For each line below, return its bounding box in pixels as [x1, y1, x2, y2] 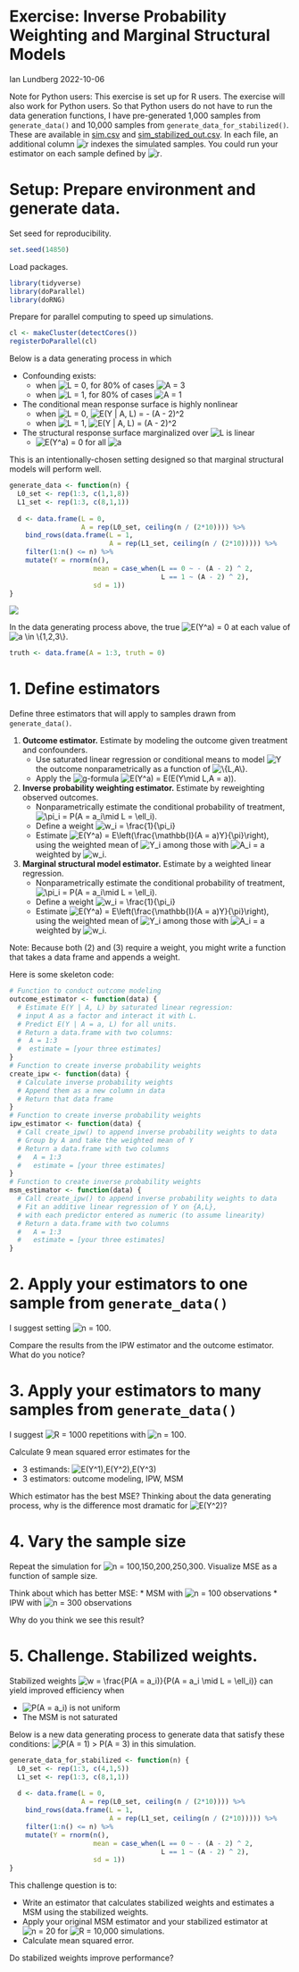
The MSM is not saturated [21, 1711, 118, 1722]
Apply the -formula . [35, 773, 237, 784]
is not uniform [69, 1702, 120, 1713]
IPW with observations [9, 1598, 132, 1607]
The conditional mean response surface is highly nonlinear [21, 399, 238, 410]
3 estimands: [21, 1464, 71, 1475]
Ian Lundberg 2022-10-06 [9, 73, 105, 84]
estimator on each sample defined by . [9, 147, 162, 158]
